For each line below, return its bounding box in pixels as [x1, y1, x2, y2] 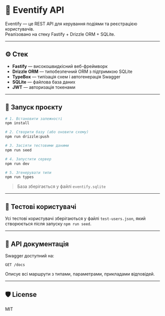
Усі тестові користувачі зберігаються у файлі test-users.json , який [5, 215, 146, 221]
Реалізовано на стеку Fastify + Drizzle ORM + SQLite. [5, 31, 115, 37]
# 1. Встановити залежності [5, 116, 63, 121]
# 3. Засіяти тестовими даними [5, 143, 69, 148]
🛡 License [5, 290, 37, 299]
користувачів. [5, 26, 34, 32]
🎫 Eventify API [5, 4, 64, 16]
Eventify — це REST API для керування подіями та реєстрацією [5, 21, 137, 27]
